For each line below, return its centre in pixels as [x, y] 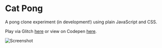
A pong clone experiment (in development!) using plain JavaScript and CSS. [81, 22]
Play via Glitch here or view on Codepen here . [51, 31]
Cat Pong [24, 8]
